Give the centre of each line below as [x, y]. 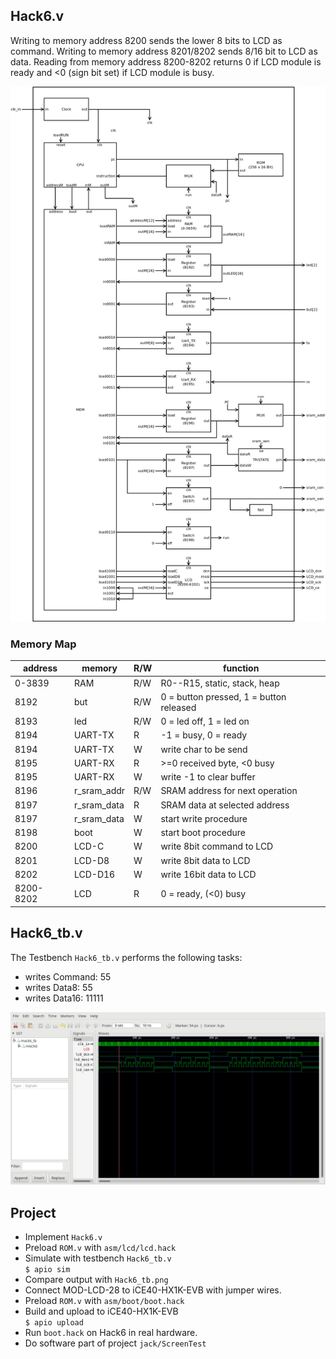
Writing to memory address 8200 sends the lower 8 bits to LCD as [146, 40]
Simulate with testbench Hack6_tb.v [98, 1258]
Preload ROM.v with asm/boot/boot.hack [104, 1300]
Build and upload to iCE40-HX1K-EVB [101, 1311]
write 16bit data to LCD [208, 874]
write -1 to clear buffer [208, 777]
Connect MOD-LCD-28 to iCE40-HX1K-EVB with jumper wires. [153, 1290]
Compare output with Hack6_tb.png [96, 1279]
